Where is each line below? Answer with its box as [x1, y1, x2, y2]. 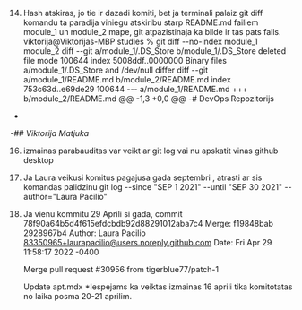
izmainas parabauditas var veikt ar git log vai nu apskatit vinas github [22, 145, 279, 156]
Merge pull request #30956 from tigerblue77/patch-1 [22, 264, 219, 274]
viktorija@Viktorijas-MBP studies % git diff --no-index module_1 [22, 36, 258, 47]
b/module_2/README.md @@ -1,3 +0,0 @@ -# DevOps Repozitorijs [22, 93, 274, 104]
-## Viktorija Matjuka [10, 128, 90, 138]
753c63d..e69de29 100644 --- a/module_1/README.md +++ [22, 84, 248, 94]
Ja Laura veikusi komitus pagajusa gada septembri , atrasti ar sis [22, 172, 263, 183]
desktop [22, 155, 55, 165]
